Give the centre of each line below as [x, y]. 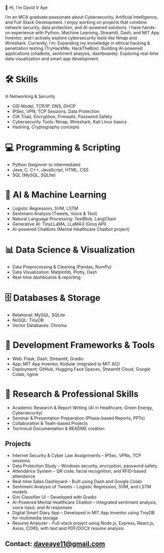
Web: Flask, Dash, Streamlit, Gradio [48, 359]
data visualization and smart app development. [52, 59]
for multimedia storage [35, 518]
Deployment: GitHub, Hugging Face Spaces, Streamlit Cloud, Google [81, 369]
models [20, 492]
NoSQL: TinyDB [28, 320]
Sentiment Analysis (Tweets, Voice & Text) [55, 214]
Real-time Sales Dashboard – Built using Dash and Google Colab [77, 481]
